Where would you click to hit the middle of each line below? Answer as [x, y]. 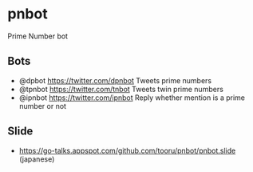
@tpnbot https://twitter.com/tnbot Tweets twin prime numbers [121, 89]
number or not [43, 106]
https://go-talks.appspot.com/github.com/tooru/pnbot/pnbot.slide [127, 150]
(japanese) [37, 159]
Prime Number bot [38, 36]
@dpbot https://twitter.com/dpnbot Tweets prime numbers [115, 80]
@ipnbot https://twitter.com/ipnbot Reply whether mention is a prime [132, 98]
